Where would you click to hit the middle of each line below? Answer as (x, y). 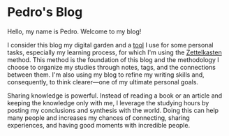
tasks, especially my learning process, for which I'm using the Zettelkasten (114, 52)
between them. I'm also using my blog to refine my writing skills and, (106, 75)
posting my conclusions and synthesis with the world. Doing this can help (113, 110)
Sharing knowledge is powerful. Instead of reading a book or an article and (115, 96)
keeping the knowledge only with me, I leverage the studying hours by (108, 103)
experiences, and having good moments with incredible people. (99, 125)
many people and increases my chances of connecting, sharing (98, 118)
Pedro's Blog (45, 12)
